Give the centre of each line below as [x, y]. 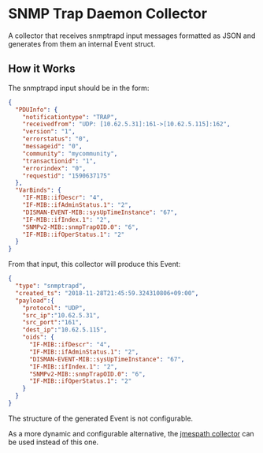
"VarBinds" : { [38, 190]
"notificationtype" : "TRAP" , [70, 117]
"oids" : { [39, 337]
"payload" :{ [35, 301]
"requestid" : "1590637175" [67, 176]
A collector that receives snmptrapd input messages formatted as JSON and [132, 36]
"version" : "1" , [49, 132]
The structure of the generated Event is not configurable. [101, 418]
